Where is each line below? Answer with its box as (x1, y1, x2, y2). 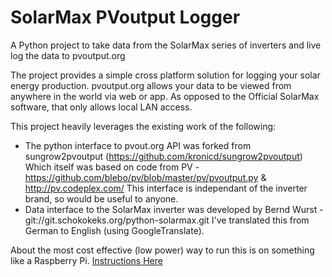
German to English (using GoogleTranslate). (24, 224, 205, 236)
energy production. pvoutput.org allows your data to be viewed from (10, 79, 292, 91)
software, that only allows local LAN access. (10, 101, 193, 113)
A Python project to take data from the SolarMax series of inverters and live (10, 39, 322, 51)
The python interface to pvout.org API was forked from (24, 139, 252, 151)
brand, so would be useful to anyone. (24, 192, 179, 205)
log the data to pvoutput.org (10, 49, 126, 61)
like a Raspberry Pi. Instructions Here (10, 254, 163, 266)
